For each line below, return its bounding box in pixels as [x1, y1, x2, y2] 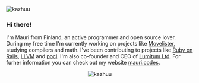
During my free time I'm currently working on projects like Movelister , [6, 40, 175, 47]
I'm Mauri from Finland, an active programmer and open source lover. [6, 34, 176, 41]
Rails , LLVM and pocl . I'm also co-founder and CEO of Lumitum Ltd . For [6, 53, 181, 60]
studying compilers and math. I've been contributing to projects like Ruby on [6, 46, 193, 53]
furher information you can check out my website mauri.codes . [6, 59, 160, 66]
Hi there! [6, 20, 32, 28]
